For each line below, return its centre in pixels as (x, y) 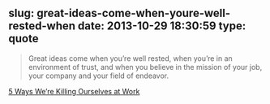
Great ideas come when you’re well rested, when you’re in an (130, 58)
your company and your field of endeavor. (99, 76)
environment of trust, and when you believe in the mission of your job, (145, 67)
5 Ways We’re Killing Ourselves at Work (74, 91)
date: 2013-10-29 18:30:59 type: (162, 26)
